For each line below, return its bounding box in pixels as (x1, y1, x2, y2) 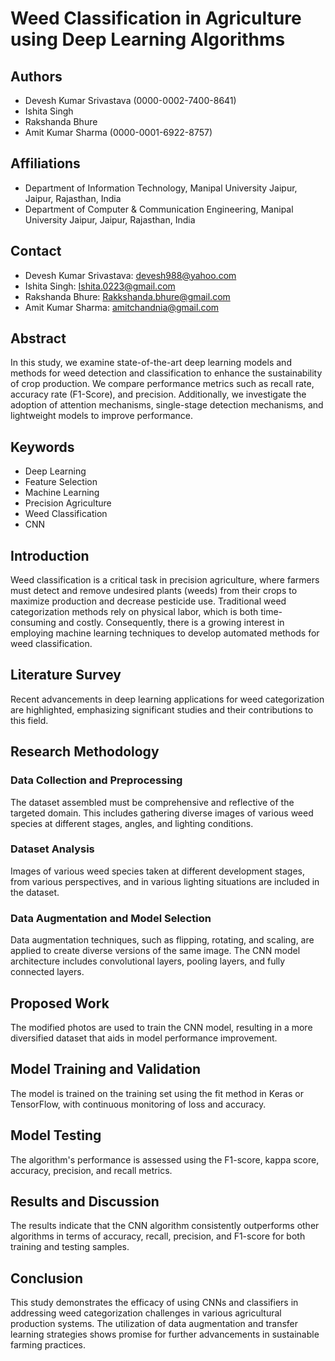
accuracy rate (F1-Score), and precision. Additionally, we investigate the (10, 388, 307, 401)
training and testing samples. (10, 1241, 130, 1253)
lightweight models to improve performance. (10, 410, 194, 422)
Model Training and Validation (10, 1061, 202, 1078)
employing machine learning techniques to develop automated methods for (10, 627, 320, 639)
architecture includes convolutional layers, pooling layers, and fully (10, 955, 286, 967)
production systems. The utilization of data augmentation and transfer (10, 1318, 299, 1330)
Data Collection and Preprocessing (10, 773, 183, 787)
